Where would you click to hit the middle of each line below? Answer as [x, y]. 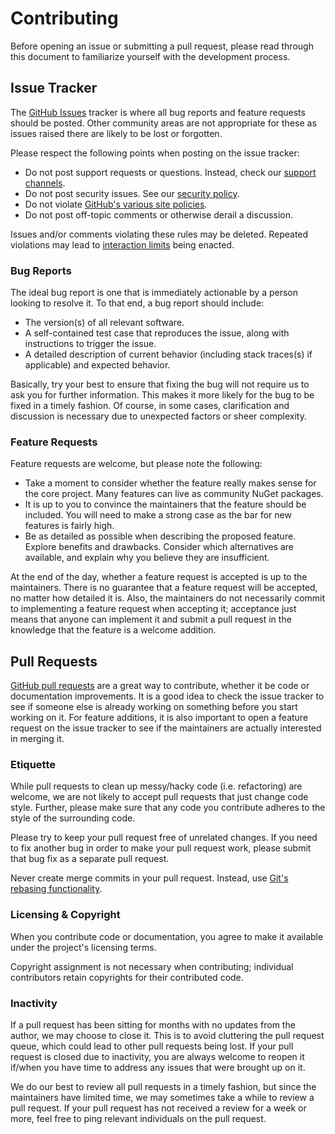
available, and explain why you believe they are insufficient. [147, 558]
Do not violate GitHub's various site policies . [116, 204]
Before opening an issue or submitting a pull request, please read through [162, 46]
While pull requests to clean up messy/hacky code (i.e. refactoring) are [156, 786]
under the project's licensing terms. [83, 947]
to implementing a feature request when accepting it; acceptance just [153, 609]
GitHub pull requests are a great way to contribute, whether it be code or [160, 686]
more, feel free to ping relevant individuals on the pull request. [138, 1119]
